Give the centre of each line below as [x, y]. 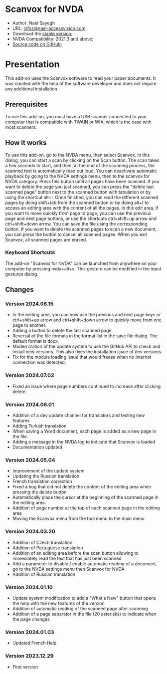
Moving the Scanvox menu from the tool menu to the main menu [78, 519]
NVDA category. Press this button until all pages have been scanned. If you [82, 181]
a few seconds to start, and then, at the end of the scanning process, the [80, 165]
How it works [26, 143]
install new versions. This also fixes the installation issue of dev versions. [87, 352]
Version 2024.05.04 [30, 460]
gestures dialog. [22, 274]
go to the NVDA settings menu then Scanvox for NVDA [68, 569]
